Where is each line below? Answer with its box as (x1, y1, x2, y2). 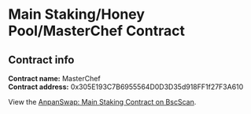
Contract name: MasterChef (8, 74, 101, 83)
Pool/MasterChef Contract (8, 22, 185, 40)
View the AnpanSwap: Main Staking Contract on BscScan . (8, 98, 197, 106)
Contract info (8, 53, 75, 66)
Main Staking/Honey (8, 5, 146, 23)
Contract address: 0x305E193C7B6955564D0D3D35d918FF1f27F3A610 (8, 82, 244, 91)
